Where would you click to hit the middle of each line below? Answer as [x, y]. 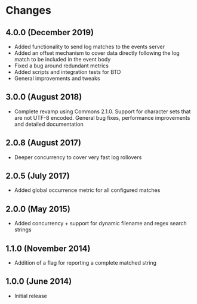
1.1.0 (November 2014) [48, 248]
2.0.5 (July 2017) [38, 176]
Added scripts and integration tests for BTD [67, 72]
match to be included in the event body [62, 59]
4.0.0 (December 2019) [50, 32]
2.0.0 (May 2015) [38, 209]
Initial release [30, 296]
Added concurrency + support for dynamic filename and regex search [101, 224]
